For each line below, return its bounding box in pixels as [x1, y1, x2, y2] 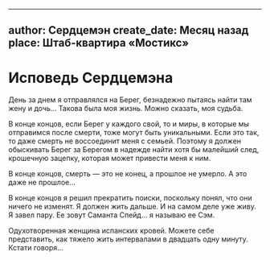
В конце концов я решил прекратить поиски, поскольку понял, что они [8, 193, 252, 203]
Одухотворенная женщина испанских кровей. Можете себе [8, 226, 215, 236]
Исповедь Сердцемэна [8, 68, 174, 87]
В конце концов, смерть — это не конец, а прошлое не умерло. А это [8, 169, 247, 179]
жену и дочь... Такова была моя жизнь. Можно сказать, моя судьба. [8, 104, 243, 113]
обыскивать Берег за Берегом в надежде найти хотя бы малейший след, [8, 145, 260, 155]
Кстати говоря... [8, 243, 64, 253]
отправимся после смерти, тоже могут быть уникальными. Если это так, [8, 128, 260, 138]
